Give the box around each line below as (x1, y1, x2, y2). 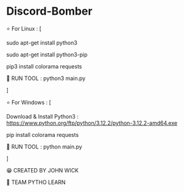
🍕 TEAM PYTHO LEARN (6, 179, 66, 186)
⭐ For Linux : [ (6, 24, 41, 32)
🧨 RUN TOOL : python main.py (6, 142, 82, 150)
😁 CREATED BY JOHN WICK (6, 166, 79, 174)
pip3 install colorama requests (6, 62, 82, 70)
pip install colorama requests (6, 131, 79, 138)
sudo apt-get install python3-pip (6, 51, 88, 58)
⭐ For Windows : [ (6, 98, 52, 106)
